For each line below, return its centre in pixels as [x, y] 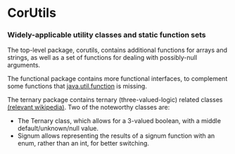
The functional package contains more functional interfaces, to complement [118, 79]
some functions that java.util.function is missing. [77, 86]
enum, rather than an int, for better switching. [83, 143]
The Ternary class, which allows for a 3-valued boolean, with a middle [119, 121]
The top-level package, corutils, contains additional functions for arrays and [117, 50]
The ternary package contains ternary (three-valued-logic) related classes [115, 100]
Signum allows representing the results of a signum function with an [116, 136]
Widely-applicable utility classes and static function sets [107, 35]
